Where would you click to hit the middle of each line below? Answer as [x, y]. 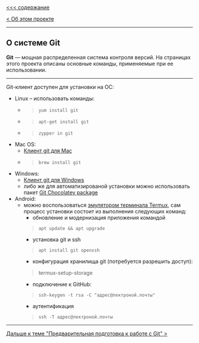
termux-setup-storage [65, 273]
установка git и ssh [57, 239]
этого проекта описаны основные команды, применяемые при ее [90, 63]
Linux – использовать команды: [54, 98]
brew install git [60, 162]
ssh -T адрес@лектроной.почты [76, 317]
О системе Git [33, 43]
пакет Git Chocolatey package [61, 192]
